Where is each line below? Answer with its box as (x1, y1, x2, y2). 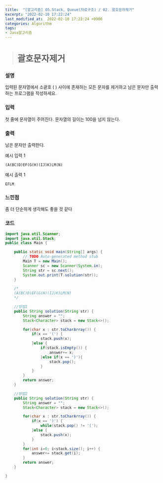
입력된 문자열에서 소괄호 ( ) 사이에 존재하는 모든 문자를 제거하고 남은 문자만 (5, 84, 149, 90)
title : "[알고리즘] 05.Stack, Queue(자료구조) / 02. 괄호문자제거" (5, 7, 135, 12)
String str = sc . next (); (23, 268, 74, 273)
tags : (5, 26, 16, 31)
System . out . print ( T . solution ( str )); (23, 272, 98, 277)
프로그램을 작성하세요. (14, 90, 57, 97)
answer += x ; (49, 350, 74, 355)
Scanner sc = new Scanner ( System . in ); (23, 263, 103, 268)
